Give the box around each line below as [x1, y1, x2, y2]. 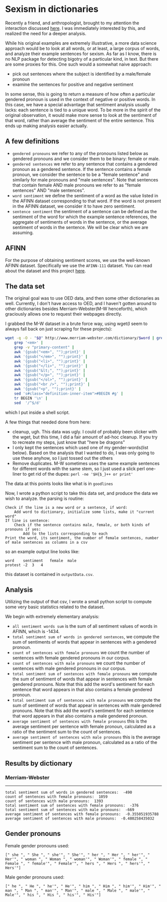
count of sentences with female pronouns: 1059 [5, 794, 108, 799]
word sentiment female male [5, 558, 77, 563]
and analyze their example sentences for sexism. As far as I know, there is [5, 51, 157, 57]
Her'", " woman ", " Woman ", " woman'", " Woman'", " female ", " [5, 856, 148, 862]
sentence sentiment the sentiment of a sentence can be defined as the [12, 208, 158, 214]
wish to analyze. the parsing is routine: [5, 495, 84, 501]
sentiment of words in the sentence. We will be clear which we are [12, 224, 149, 230]
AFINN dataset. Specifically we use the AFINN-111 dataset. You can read [5, 262, 153, 268]
